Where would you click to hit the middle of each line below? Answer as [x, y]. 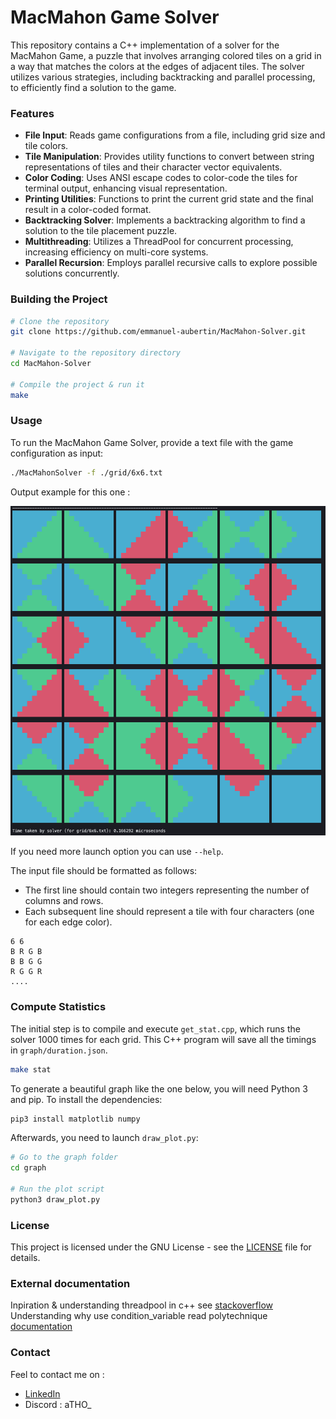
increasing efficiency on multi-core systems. [116, 252]
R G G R [26, 972]
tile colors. [46, 146]
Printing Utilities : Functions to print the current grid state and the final [169, 199]
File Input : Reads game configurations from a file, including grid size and [175, 135]
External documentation [70, 1284]
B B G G [26, 962]
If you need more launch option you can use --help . [117, 852]
